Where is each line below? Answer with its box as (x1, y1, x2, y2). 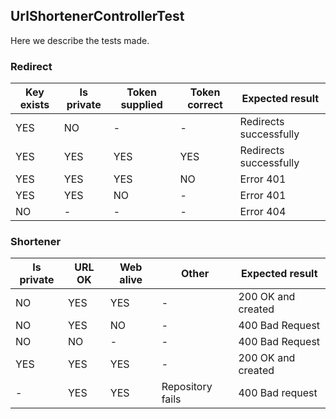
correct (187, 98, 223, 112)
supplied (120, 98, 163, 112)
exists (19, 98, 50, 112)
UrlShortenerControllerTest (10, 8, 185, 25)
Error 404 (239, 205, 287, 219)
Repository (161, 380, 213, 394)
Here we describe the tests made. (10, 34, 150, 46)
